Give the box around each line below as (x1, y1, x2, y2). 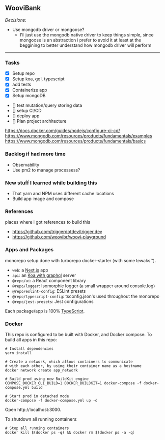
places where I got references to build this (5, 219, 91, 225)
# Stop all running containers (5, 426, 69, 431)
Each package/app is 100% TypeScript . (5, 308, 85, 314)
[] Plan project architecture (12, 118, 67, 124)
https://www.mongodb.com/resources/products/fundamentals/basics (5, 138, 146, 144)
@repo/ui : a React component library (12, 277, 86, 283)
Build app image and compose (12, 196, 74, 202)
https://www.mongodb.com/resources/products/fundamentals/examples (5, 133, 152, 139)
